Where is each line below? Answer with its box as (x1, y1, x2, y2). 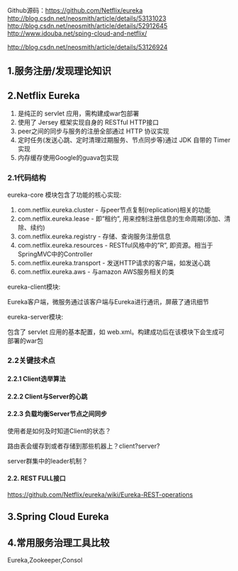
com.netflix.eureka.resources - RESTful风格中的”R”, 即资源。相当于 (17, 241, 214, 249)
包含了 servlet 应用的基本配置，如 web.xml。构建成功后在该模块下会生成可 (7, 328, 225, 336)
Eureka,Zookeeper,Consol (7, 556, 83, 565)
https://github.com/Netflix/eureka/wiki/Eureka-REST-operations (7, 490, 193, 499)
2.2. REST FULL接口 (7, 474, 66, 483)
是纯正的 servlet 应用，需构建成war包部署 (17, 109, 140, 118)
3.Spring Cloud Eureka (7, 511, 109, 523)
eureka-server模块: (7, 312, 64, 321)
